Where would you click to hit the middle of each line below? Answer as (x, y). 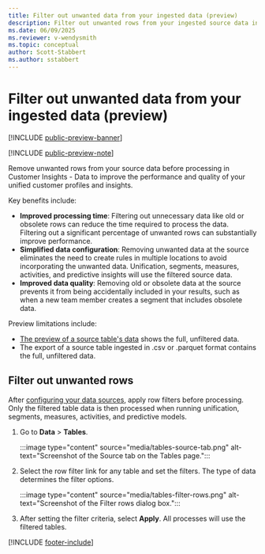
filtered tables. (43, 526)
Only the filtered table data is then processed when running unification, (124, 408)
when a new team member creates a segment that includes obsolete (131, 300)
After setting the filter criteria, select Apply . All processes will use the (132, 518)
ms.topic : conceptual (44, 45)
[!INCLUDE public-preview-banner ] (65, 137)
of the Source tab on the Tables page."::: (144, 455)
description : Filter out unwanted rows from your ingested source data (128, 23)
